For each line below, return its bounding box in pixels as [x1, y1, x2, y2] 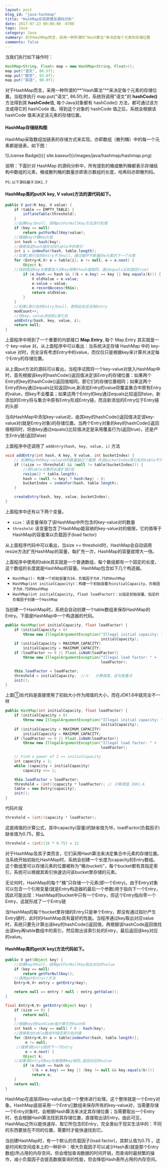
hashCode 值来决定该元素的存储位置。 [5, 112, 84, 118]
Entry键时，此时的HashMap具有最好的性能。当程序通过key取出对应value [5, 915, 154, 921]
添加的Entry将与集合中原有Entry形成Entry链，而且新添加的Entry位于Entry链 [5, 397, 160, 403]
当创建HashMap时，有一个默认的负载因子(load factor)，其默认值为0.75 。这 [5, 1137, 161, 1144]
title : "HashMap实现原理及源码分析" [5, 16, 75, 21]
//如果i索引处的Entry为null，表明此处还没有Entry [14, 304, 108, 309]
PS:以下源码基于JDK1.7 [5, 180, 48, 185]
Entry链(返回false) [9, 433, 47, 439]
